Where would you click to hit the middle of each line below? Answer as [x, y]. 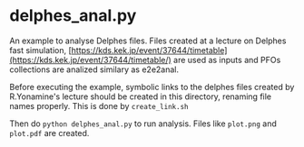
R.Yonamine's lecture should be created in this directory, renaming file [141, 96]
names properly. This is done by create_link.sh [99, 106]
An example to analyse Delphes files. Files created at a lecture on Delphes [148, 41]
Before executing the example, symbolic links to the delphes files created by [152, 87]
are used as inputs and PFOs [227, 60]
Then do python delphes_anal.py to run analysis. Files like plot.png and [143, 124]
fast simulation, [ [41, 50]
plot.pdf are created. [49, 133]
